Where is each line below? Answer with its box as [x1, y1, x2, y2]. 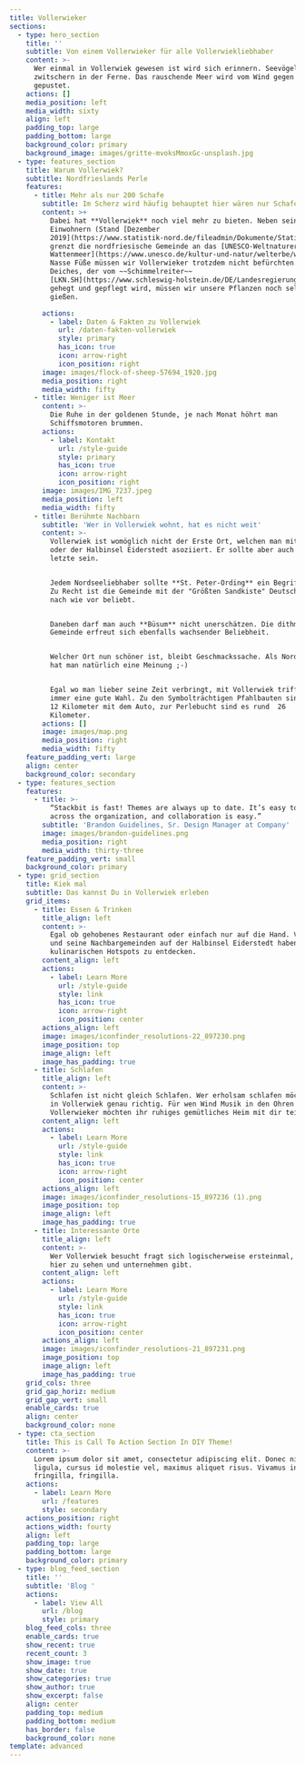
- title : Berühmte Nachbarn [33, 511, 141, 521]
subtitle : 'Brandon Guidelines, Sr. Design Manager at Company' [42, 820, 290, 829]
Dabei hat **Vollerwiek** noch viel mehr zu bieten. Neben [49, 216, 279, 226]
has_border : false [25, 1725, 95, 1734]
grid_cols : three [25, 1379, 92, 1388]
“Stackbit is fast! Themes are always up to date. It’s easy [49, 804, 286, 813]
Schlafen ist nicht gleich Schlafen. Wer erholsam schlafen [49, 1091, 282, 1100]
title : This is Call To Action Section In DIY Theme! [25, 1438, 233, 1447]
